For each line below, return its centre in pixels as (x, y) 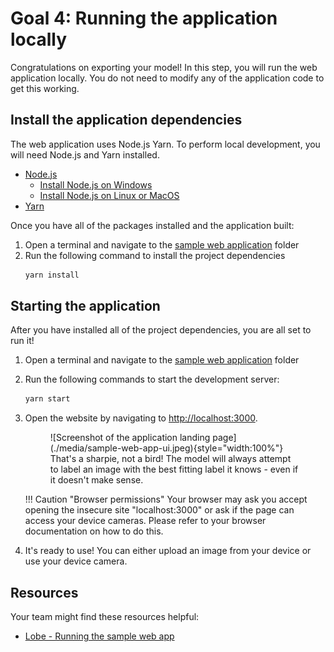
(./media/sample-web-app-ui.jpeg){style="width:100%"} (166, 448)
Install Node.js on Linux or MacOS (109, 195)
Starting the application (85, 306)
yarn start (47, 399)
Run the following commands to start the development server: (152, 379)
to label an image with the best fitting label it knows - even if (174, 469)
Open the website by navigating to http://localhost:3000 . (141, 418)
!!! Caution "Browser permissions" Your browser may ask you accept (166, 499)
